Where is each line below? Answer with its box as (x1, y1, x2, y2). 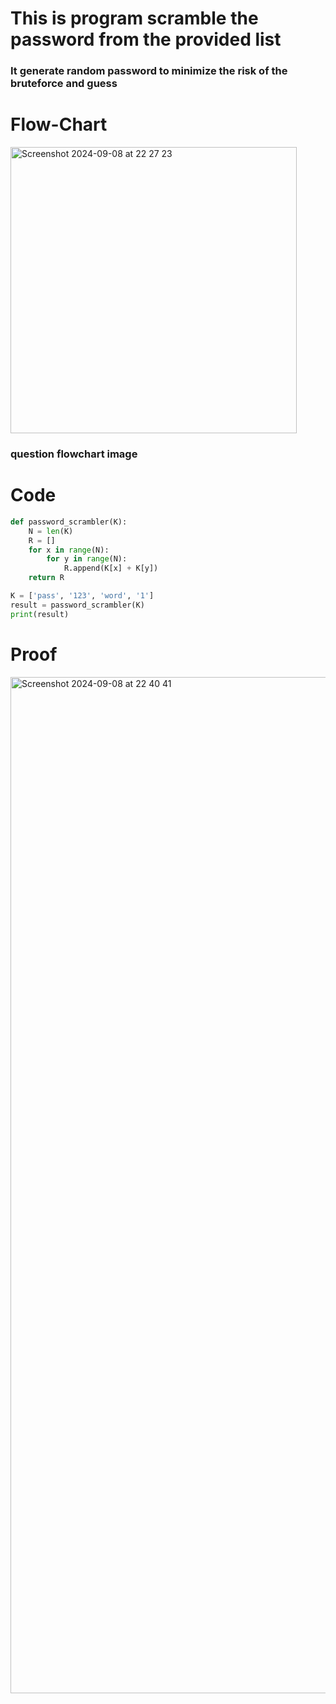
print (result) (10, 609, 70, 619)
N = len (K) (28, 526, 74, 536)
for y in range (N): (46, 554, 128, 564)
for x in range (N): (28, 545, 110, 555)
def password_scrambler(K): (10, 517, 128, 527)
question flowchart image (10, 447, 138, 461)
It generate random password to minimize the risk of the (10, 64, 288, 78)
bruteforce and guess (10, 77, 118, 91)
